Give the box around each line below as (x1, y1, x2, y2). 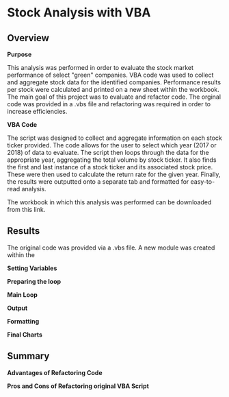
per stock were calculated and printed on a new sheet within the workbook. (7, 86, 220, 93)
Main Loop (7, 290, 38, 299)
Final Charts (7, 330, 43, 339)
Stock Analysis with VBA (7, 5, 151, 21)
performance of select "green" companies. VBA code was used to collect (7, 71, 214, 79)
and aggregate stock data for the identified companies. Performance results (7, 78, 221, 86)
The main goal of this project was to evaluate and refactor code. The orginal (7, 93, 221, 101)
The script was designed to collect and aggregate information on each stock (7, 134, 222, 142)
